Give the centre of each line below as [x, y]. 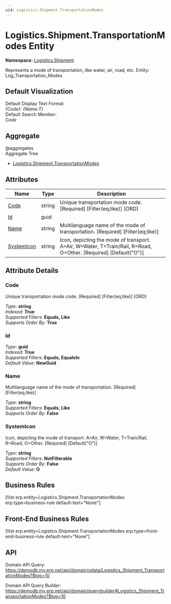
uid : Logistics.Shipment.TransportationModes [54, 10]
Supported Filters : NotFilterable [39, 458]
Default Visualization [39, 91]
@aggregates [20, 148]
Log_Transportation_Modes [34, 75]
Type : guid [17, 346]
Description [111, 194]
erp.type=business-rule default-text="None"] [53, 503]
